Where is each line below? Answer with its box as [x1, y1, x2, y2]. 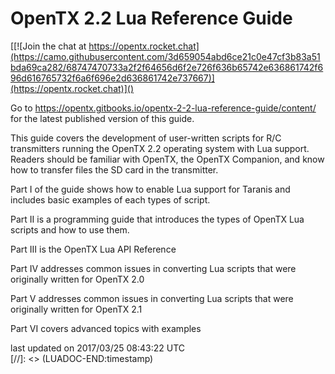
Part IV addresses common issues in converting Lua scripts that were [10, 262, 297, 274]
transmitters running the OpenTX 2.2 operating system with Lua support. [10, 142, 310, 154]
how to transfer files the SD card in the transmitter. [10, 163, 219, 176]
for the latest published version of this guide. [10, 112, 195, 124]
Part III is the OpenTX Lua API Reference [10, 243, 177, 255]
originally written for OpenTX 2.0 [10, 273, 145, 285]
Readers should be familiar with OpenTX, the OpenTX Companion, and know [10, 153, 325, 165]
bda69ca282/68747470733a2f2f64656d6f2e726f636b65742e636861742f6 [10, 61, 324, 73]
